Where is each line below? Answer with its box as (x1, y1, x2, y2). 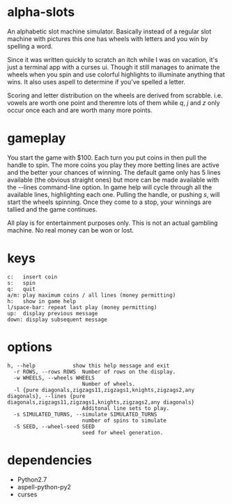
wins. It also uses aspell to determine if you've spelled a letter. (7, 77, 186, 86)
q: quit (7, 285, 36, 292)
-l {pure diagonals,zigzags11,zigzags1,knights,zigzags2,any (13, 386, 195, 393)
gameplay (7, 130, 66, 146)
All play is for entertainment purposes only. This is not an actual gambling (7, 219, 218, 227)
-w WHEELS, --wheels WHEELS (13, 374, 95, 381)
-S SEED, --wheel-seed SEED (13, 423, 95, 430)
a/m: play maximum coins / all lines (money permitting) (7, 292, 176, 299)
